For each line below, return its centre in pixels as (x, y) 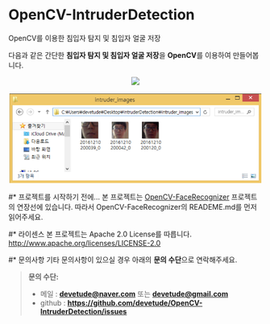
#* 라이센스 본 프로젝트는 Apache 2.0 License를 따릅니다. (100, 234)
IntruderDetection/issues (83, 312)
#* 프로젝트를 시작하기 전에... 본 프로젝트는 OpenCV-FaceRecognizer (119, 197)
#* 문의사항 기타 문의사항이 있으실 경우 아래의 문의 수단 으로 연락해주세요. (123, 260)
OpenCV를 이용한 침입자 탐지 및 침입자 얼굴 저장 (85, 38)
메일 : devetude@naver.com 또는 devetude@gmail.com (134, 294)
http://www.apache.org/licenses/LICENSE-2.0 (85, 244)
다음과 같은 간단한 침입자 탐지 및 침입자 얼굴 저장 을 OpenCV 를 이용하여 (120, 55)
